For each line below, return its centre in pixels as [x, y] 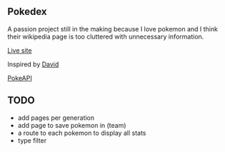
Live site [20, 50]
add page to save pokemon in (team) [72, 125]
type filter [32, 140]
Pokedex [27, 12]
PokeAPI [20, 78]
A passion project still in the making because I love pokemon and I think [112, 29]
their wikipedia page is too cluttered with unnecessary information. [106, 36]
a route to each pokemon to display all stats [82, 133]
